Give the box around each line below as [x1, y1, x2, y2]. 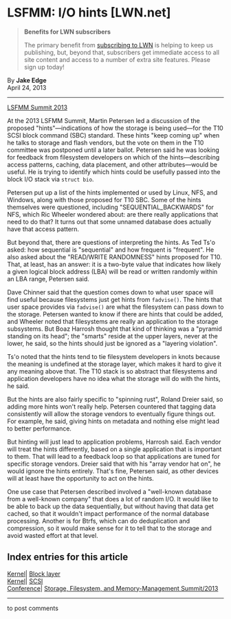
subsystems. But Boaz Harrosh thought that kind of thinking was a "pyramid [7, 325, 222, 333]
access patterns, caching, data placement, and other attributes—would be [7, 160, 218, 169]
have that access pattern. [7, 225, 80, 233]
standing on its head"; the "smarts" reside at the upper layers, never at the [7, 332, 218, 340]
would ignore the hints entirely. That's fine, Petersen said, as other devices [7, 466, 219, 475]
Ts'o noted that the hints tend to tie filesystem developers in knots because [7, 352, 220, 360]
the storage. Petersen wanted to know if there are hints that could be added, [7, 309, 223, 318]
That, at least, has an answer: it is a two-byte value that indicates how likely [7, 260, 221, 268]
